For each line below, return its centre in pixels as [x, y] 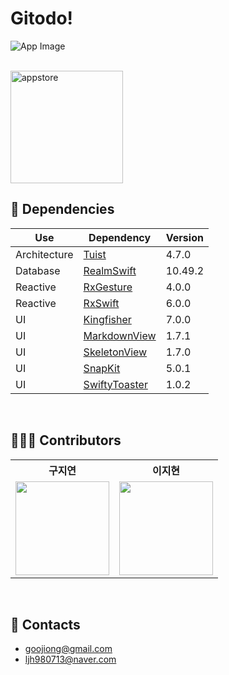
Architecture [44, 254]
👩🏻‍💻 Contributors [66, 440]
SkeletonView [115, 352]
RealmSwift [110, 270]
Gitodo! [42, 18]
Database [38, 270]
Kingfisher [107, 319]
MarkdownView [120, 335]
